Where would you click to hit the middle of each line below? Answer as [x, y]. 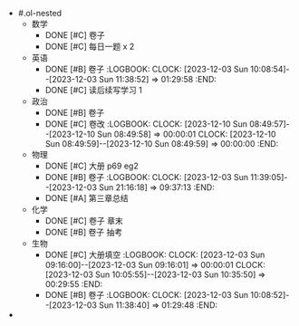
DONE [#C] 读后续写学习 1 [93, 90]
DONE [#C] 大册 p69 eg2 [92, 166]
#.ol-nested [39, 13]
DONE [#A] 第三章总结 [87, 198]
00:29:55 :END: [74, 284]
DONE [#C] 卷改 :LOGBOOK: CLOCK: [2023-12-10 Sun [146, 124]
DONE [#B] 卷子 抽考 [84, 232]
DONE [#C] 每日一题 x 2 [90, 46]
